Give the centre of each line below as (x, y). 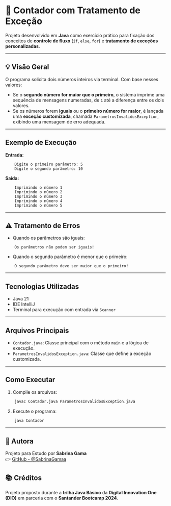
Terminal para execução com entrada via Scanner (64, 310)
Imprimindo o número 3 (38, 196)
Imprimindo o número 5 (38, 205)
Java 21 (21, 299)
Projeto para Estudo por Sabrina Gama (46, 453)
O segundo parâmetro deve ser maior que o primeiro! (72, 266)
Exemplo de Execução (41, 143)
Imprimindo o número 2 (38, 192)
